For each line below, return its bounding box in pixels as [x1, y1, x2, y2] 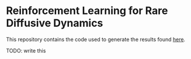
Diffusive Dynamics [6, 16, 103, 30]
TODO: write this [6, 47, 46, 54]
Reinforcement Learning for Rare [6, 4, 168, 18]
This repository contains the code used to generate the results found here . [6, 36, 186, 43]
